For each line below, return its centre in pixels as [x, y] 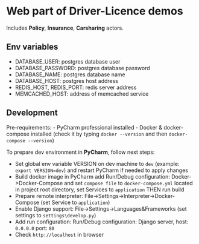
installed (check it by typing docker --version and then [99, 134]
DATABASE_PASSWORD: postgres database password [83, 68]
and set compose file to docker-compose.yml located [128, 183]
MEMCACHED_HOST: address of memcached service [82, 94]
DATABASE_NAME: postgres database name [70, 74]
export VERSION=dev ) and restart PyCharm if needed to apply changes [102, 170]
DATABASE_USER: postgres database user [68, 61]
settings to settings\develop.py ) [55, 215]
